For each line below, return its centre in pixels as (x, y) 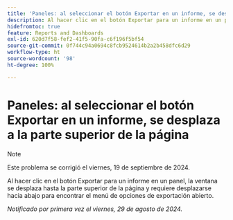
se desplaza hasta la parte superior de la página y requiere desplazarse (109, 188)
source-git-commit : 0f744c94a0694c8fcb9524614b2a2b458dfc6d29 (99, 46)
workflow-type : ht (34, 53)
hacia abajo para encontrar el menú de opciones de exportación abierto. (111, 195)
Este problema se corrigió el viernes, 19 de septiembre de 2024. (99, 167)
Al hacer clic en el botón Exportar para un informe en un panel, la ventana (113, 181)
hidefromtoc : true (34, 26)
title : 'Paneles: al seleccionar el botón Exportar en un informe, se (111, 13)
